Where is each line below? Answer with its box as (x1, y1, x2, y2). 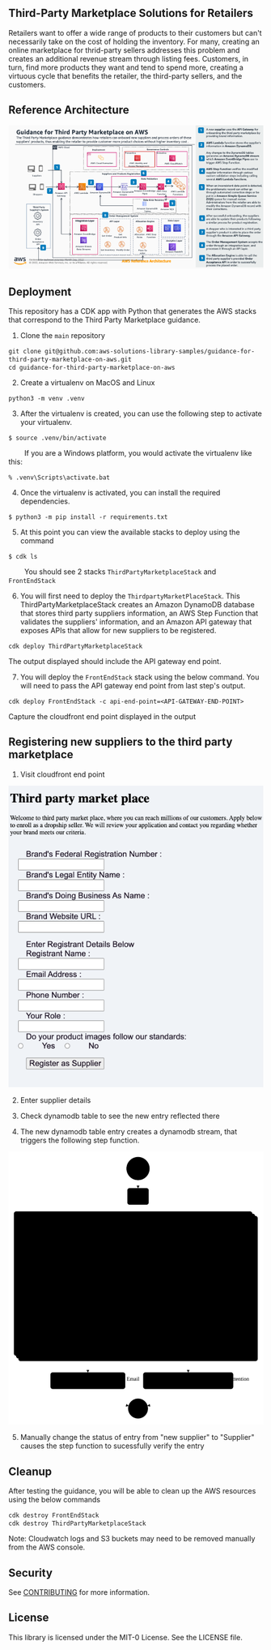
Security (8, 1566, 53, 1579)
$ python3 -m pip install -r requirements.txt (8, 512, 168, 521)
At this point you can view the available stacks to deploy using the (19, 527, 240, 537)
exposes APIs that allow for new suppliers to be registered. (19, 625, 217, 635)
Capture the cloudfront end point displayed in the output (8, 711, 197, 721)
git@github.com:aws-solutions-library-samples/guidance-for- (44, 347, 255, 355)
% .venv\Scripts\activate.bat (8, 474, 111, 482)
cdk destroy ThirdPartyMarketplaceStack (8, 1519, 147, 1528)
